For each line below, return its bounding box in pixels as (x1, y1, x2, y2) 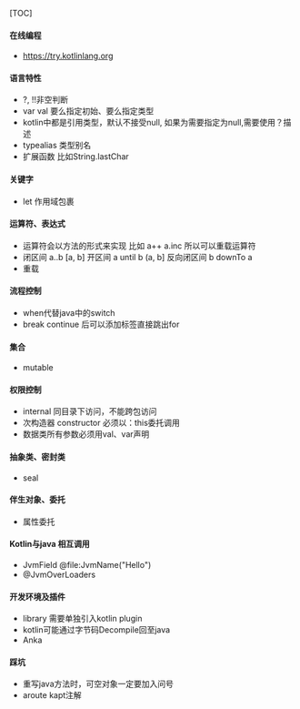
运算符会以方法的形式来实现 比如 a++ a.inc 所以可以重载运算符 (22, 240, 256, 251)
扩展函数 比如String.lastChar (22, 151, 129, 162)
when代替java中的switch (22, 308, 115, 319)
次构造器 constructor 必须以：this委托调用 (22, 418, 180, 429)
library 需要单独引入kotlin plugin (22, 613, 143, 624)
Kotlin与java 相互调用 (9, 539, 90, 550)
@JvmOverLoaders (22, 569, 96, 581)
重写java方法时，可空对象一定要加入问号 (22, 678, 175, 690)
